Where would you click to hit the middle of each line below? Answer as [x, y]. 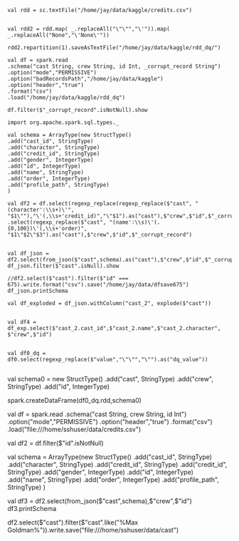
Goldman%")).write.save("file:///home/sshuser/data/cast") [93, 530]
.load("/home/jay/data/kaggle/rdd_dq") [67, 98]
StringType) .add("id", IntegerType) [59, 386]
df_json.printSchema [38, 291]
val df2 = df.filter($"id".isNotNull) [56, 443]
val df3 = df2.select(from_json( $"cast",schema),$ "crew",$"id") [100, 501]
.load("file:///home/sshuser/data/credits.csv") [74, 429]
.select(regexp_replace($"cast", [57, 222]
